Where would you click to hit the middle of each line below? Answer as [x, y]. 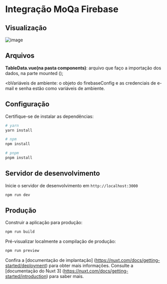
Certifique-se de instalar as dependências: [50, 116]
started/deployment [26, 266]
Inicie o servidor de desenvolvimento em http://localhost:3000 [72, 185]
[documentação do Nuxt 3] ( [35, 271]
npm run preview [22, 251]
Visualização [26, 28]
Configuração [27, 104]
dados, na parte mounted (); [34, 73]
